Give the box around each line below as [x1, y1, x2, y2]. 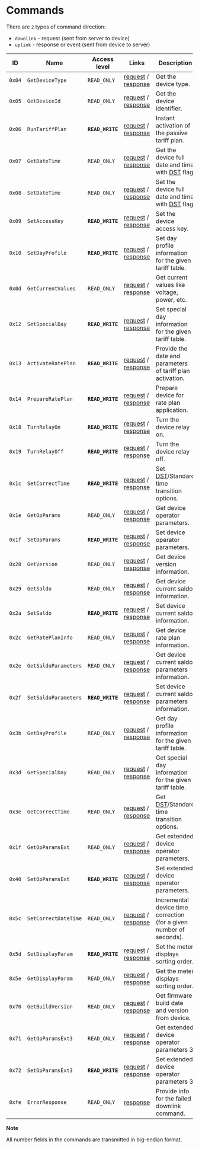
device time [156, 903, 188, 911]
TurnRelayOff [27, 448, 64, 455]
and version [156, 1006, 189, 1014]
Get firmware [156, 991, 192, 1000]
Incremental [156, 896, 190, 904]
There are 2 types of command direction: [6, 23, 106, 30]
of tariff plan [156, 366, 190, 375]
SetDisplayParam [27, 950, 73, 957]
